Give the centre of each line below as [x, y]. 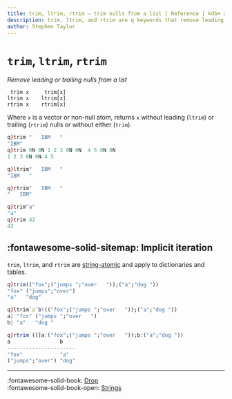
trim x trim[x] [38, 93]
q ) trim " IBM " [35, 138]
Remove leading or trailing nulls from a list [67, 80]
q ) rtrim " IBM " [35, 188]
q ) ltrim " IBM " [35, 169]
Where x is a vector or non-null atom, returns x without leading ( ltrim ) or [111, 118]
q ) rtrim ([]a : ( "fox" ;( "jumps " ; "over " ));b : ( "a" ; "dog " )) [96, 335]
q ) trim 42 [21, 220]
